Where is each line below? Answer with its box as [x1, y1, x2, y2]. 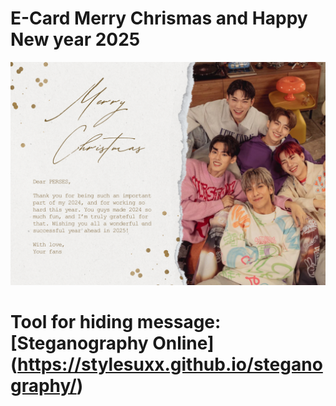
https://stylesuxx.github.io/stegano [17, 353, 323, 376]
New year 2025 [10, 28, 141, 51]
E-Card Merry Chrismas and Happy [10, 7, 308, 30]
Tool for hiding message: [10, 311, 222, 334]
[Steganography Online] [10, 332, 215, 355]
